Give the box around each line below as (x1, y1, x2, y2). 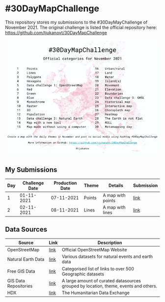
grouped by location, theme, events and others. (62, 283, 158, 289)
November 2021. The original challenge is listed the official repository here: (5, 24, 157, 30)
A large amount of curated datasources (62, 277, 141, 283)
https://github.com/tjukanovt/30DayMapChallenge (5, 30, 107, 35)
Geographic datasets (62, 271, 105, 277)
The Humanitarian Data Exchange (62, 290, 130, 296)
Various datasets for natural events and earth (62, 254, 153, 260)
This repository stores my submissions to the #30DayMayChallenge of (5, 19, 148, 25)
